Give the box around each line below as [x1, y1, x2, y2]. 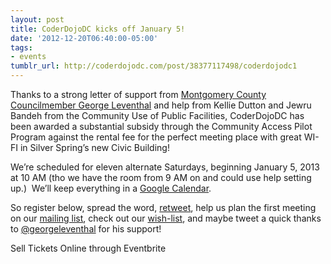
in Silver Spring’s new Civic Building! [19, 142, 170, 153]
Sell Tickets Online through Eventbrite [10, 242, 167, 254]
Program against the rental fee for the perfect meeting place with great [10, 131, 302, 143]
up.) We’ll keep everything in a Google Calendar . [10, 182, 212, 194]
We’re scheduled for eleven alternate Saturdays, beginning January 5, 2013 [10, 161, 320, 173]
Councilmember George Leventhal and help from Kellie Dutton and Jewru [10, 99, 312, 111]
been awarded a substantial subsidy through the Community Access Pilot [10, 121, 313, 132]
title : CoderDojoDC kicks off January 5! [10, 24, 186, 34]
